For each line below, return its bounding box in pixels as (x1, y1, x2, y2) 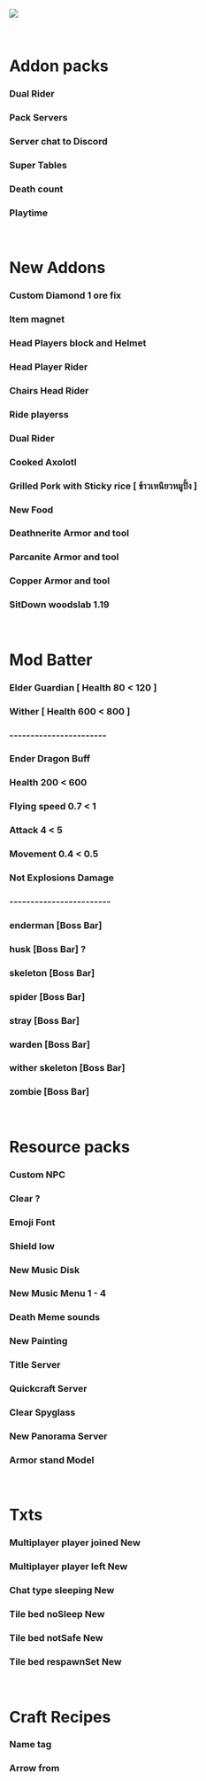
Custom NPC (9, 1168, 66, 1181)
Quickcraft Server (9, 1383, 88, 1395)
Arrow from (9, 1762, 60, 1775)
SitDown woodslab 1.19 (9, 598, 110, 611)
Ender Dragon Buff (9, 753, 91, 765)
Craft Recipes (9, 1707, 111, 1727)
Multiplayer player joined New (9, 1536, 141, 1549)
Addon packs (9, 56, 109, 76)
